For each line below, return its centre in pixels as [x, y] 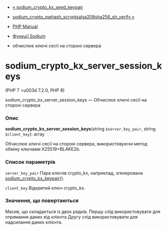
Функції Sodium [29, 36]
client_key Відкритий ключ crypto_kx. [45, 188]
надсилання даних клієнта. [34, 222]
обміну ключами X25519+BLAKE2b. [43, 149]
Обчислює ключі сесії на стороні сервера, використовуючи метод [76, 144]
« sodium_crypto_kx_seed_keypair [48, 7]
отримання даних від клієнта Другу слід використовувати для [72, 217]
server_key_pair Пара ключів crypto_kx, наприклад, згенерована [74, 173]
